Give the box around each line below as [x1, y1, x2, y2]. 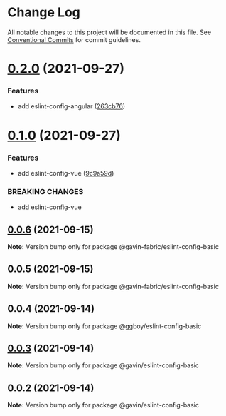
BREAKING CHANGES [7, 186, 84, 196]
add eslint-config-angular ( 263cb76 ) [17, 102, 126, 111]
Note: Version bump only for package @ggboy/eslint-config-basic [7, 322, 202, 330]
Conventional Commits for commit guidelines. [7, 35, 141, 44]
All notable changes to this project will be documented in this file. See [7, 28, 212, 36]
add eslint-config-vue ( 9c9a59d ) [17, 168, 114, 177]
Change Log [7, 4, 80, 21]
